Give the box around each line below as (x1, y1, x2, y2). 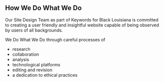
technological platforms (12, 61, 61, 67)
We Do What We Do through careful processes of (5, 37, 106, 42)
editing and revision (12, 67, 53, 73)
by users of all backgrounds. (5, 27, 63, 33)
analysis (12, 56, 30, 62)
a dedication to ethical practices (12, 72, 78, 78)
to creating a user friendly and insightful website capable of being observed (5, 22, 159, 28)
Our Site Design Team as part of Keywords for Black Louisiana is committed (5, 17, 159, 22)
